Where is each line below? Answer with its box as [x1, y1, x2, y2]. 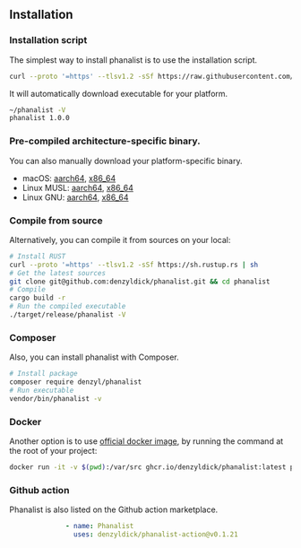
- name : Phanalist [65, 522, 134, 531]
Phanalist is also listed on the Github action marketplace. [9, 504, 219, 515]
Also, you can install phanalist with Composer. [9, 352, 179, 362]
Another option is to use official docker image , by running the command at [9, 436, 284, 447]
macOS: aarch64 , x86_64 [21, 172, 116, 183]
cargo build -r [9, 293, 66, 303]
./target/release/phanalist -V [9, 310, 126, 319]
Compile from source [9, 214, 103, 227]
